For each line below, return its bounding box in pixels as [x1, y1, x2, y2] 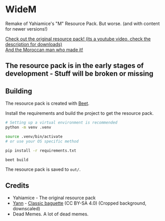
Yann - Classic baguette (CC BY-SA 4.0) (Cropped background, [12, 200, 147, 206]
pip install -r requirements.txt [5, 148, 77, 153]
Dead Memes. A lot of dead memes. [12, 211, 89, 217]
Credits [5, 181, 30, 190]
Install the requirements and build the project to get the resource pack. [5, 110, 154, 116]
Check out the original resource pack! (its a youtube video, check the [5, 36, 151, 42]
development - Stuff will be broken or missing [5, 69, 154, 78]
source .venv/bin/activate [5, 134, 63, 139]
